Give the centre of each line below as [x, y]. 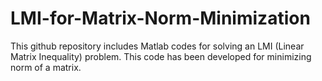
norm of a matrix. [46, 67]
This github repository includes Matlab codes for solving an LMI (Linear [157, 46]
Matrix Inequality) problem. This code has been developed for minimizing [161, 56]
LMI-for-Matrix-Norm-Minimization [160, 18]
